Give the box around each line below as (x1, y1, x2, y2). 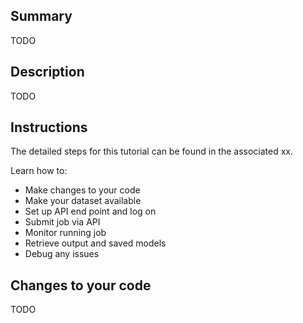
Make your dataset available (24, 195, 142, 207)
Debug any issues (24, 248, 100, 260)
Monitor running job (24, 227, 107, 239)
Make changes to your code (24, 184, 141, 196)
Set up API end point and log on (24, 205, 157, 218)
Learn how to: (10, 165, 68, 177)
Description (10, 64, 85, 81)
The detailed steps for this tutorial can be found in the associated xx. (10, 145, 294, 158)
